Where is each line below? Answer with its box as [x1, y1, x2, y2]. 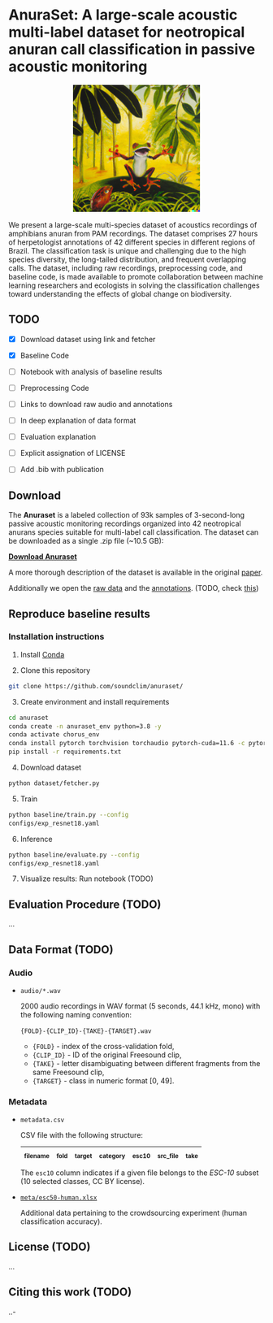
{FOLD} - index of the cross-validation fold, [32, 1041, 175, 1051]
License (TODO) [8, 1240, 91, 1254]
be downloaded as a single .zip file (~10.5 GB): [8, 536, 164, 546]
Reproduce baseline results [8, 607, 150, 621]
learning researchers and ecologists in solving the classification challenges [8, 280, 260, 290]
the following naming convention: [19, 1009, 132, 1019]
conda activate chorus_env [8, 731, 100, 739]
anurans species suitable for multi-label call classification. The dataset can [8, 527, 259, 537]
